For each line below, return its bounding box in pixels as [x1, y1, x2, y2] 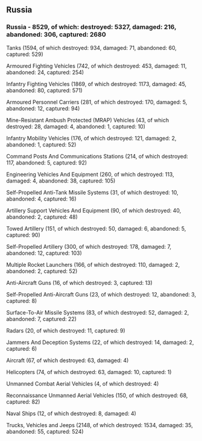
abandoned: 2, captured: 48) [6, 213, 78, 220]
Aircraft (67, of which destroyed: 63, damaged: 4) [6, 357, 129, 364]
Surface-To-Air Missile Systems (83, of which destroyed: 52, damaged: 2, [6, 308, 189, 316]
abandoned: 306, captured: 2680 [6, 30, 107, 39]
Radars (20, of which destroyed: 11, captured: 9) [6, 327, 125, 334]
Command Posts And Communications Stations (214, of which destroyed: [6, 152, 189, 160]
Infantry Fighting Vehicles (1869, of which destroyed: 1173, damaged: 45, [6, 80, 187, 87]
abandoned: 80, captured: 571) [6, 87, 83, 94]
